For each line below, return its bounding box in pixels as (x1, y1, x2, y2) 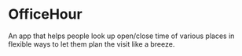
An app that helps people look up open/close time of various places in (8, 31, 235, 40)
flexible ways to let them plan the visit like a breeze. (8, 39, 175, 48)
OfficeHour (8, 5, 82, 23)
